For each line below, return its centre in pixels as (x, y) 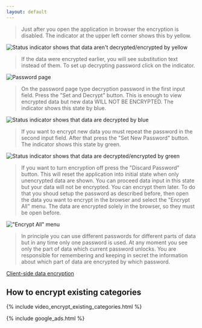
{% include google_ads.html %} (46, 318)
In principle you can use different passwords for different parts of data (108, 236)
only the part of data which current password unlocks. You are (99, 249)
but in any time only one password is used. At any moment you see (104, 242)
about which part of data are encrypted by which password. (96, 262)
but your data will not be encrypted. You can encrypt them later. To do (108, 187)
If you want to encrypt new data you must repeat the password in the (107, 131)
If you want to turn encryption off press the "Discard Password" (100, 167)
